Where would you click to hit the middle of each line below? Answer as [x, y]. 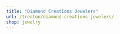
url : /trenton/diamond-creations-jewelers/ [60, 17]
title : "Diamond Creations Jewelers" [52, 11]
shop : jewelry [24, 22]
